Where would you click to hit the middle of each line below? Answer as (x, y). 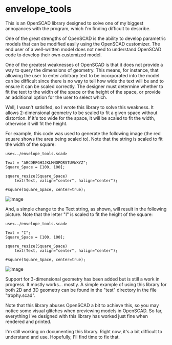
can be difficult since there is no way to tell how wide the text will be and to (84, 81)
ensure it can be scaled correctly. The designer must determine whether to (84, 86)
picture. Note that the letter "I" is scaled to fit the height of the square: (79, 214)
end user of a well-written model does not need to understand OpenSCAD (83, 49)
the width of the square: (31, 144)
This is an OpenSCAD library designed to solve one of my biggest (74, 23)
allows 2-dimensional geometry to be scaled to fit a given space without (81, 113)
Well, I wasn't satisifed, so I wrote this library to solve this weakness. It (80, 107)
